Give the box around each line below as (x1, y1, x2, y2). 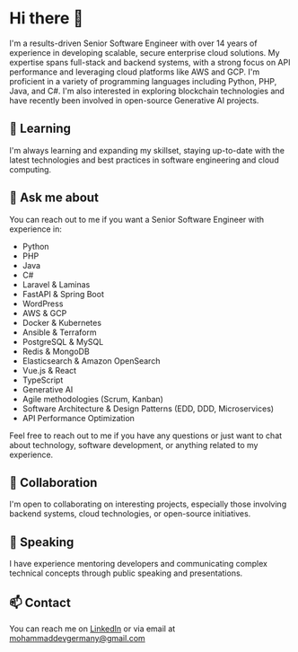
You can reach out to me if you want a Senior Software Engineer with (9, 214, 265, 225)
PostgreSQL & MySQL (22, 336, 104, 347)
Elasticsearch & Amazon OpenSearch (22, 355, 161, 366)
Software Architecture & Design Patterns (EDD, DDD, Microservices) (22, 403, 275, 414)
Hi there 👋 (9, 8, 83, 29)
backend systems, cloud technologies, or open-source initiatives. (9, 508, 251, 519)
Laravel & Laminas (22, 278, 91, 290)
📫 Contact (9, 595, 72, 610)
